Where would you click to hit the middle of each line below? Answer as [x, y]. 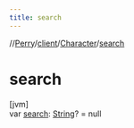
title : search [36, 17]
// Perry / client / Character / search [67, 43]
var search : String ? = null [55, 114]
